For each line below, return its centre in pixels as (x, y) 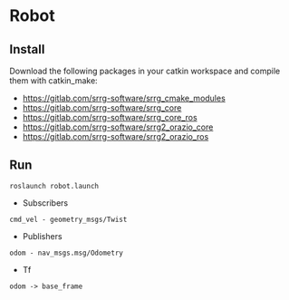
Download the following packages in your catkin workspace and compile (145, 71)
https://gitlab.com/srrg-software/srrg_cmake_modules (124, 98)
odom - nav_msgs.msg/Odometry (67, 253)
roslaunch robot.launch (54, 186)
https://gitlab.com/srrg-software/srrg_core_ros (110, 117)
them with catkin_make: (53, 81)
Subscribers (45, 203)
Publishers (42, 236)
